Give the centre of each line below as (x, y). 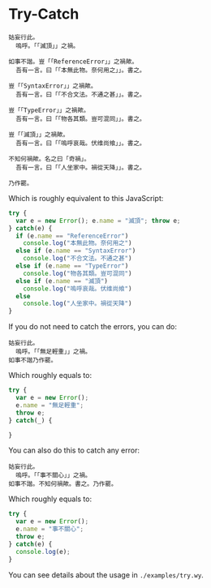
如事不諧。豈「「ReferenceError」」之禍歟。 (73, 62)
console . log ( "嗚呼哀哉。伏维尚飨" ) (78, 289)
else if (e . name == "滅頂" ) (62, 281)
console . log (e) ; (43, 552)
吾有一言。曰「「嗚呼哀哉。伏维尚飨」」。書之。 (81, 143)
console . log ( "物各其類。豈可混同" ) (78, 273)
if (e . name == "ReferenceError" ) (72, 236)
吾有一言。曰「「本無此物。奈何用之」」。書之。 (81, 70)
